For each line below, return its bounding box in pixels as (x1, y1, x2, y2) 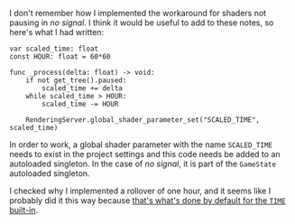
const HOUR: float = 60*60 (9, 52, 111, 61)
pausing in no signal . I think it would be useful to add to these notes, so (9, 17, 274, 28)
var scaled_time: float (9, 44, 99, 53)
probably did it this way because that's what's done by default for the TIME (9, 195, 286, 206)
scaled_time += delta (41, 84, 124, 93)
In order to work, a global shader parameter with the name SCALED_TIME (9, 139, 273, 150)
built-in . (9, 205, 39, 215)
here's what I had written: (9, 27, 105, 37)
